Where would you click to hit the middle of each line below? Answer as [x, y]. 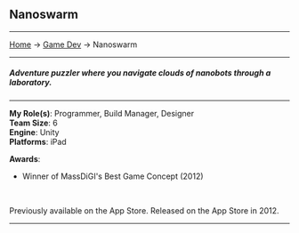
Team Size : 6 [33, 123]
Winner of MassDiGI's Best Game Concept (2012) [113, 176]
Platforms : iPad [38, 141]
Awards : [25, 158]
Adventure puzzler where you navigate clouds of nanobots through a [140, 73]
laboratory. [31, 83]
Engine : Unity [34, 132]
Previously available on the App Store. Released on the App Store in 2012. [144, 210]
